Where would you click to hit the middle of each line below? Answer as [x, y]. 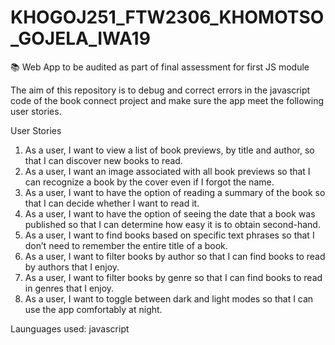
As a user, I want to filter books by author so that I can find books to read [175, 256]
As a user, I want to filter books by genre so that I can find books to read [173, 277]
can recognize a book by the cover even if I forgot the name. [149, 182]
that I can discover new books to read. [103, 160]
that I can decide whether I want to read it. [112, 203]
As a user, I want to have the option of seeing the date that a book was [170, 213]
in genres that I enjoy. [69, 288]
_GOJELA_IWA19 [80, 38]
